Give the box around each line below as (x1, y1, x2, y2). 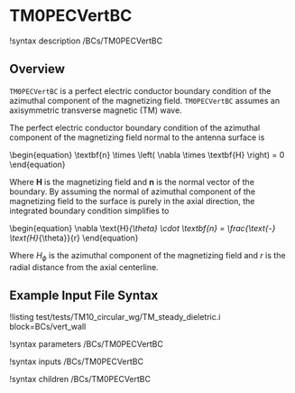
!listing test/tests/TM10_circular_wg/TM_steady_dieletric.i (9, 312, 221, 323)
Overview (9, 61, 66, 77)
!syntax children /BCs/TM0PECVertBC (9, 374, 152, 385)
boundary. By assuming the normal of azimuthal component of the (9, 186, 256, 197)
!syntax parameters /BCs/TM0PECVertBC (9, 339, 164, 350)
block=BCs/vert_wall (9, 322, 87, 332)
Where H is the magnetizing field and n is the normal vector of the (9, 176, 255, 187)
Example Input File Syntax (9, 287, 159, 303)
